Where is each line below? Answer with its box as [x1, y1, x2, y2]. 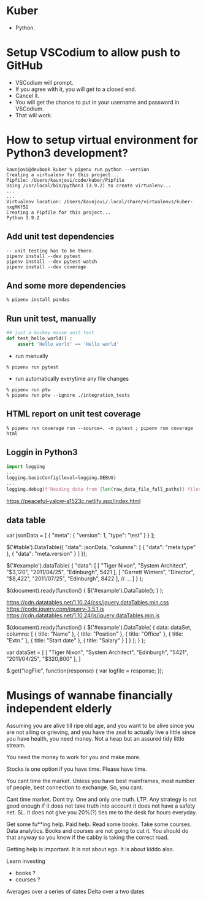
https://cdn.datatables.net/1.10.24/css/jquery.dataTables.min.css [6, 598, 169, 606]
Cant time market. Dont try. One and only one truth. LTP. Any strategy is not [6, 795, 197, 803]
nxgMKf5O [6, 204, 29, 210]
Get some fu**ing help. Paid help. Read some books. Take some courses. [6, 821, 192, 828]
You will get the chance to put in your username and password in [15, 98, 180, 106]
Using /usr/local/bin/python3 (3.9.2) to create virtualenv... [6, 182, 172, 189]
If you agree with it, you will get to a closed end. [15, 85, 137, 93]
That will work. [15, 111, 53, 119]
